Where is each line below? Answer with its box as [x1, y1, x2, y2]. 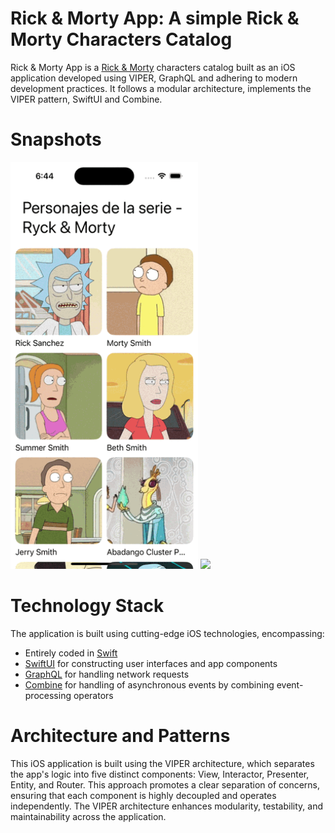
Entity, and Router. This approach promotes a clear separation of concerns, [10, 778, 321, 791]
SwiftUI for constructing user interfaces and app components [24, 657, 278, 669]
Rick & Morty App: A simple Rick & [10, 7, 300, 30]
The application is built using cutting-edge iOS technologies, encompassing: [10, 627, 325, 639]
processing [24, 689, 72, 701]
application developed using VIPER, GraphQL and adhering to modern [10, 72, 298, 84]
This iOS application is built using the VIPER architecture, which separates [10, 757, 315, 769]
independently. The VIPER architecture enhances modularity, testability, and [10, 800, 323, 812]
